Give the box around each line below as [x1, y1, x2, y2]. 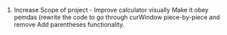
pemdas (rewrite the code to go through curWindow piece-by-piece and [13, 13, 220, 21]
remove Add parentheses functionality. [13, 21, 125, 28]
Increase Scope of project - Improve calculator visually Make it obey [13, 6, 209, 14]
